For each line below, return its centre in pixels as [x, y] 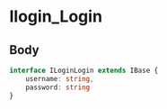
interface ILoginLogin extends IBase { [84, 70]
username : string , [60, 78]
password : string [58, 87]
